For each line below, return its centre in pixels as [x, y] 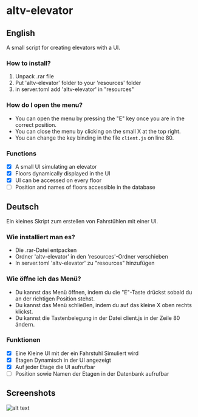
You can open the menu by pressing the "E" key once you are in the [100, 118]
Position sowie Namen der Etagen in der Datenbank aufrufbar [92, 374]
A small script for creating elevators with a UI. [63, 47]
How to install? [29, 63]
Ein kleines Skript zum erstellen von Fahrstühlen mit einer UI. [82, 221]
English [21, 33]
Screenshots [31, 393]
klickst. [24, 311]
